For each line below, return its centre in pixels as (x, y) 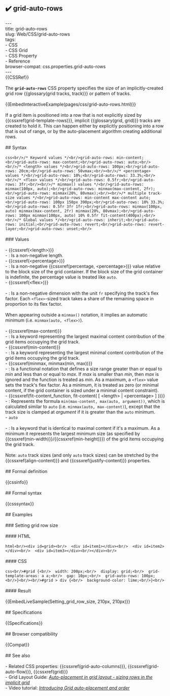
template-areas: (22, 576)
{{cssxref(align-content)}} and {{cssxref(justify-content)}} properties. (78, 460)
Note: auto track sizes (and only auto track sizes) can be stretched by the (82, 455)
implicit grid (18, 682)
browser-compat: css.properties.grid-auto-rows (56, 66)
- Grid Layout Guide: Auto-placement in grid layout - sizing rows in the (79, 677)
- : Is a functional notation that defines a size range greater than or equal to (84, 369)
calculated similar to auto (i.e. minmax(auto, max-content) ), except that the (83, 406)
